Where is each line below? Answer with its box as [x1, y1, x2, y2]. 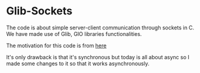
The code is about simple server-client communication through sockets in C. [6, 24, 195, 31]
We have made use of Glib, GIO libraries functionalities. [6, 30, 142, 37]
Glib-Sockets [6, 4, 73, 18]
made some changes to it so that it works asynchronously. [6, 60, 150, 67]
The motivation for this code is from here [6, 42, 107, 49]
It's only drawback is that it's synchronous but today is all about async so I [6, 53, 190, 60]
